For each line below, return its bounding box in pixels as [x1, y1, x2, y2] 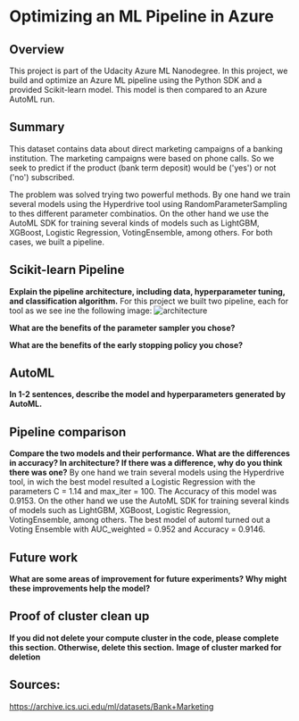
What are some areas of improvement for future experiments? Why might [9, 574, 287, 584]
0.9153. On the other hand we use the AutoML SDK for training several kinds [9, 495, 290, 506]
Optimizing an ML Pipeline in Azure [9, 6, 274, 27]
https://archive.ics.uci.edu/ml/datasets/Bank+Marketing [9, 700, 214, 711]
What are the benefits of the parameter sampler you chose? [9, 322, 236, 333]
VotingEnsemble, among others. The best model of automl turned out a [9, 515, 270, 526]
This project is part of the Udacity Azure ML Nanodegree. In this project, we [9, 65, 288, 76]
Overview [9, 42, 65, 57]
